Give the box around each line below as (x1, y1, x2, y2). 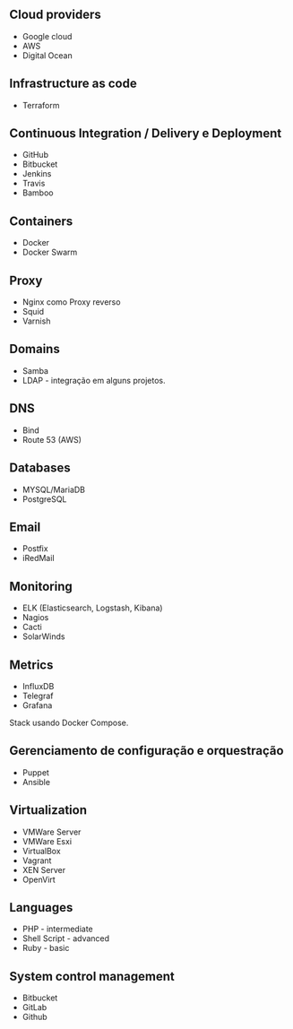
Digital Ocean (22, 49, 73, 61)
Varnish (22, 316, 51, 326)
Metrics (9, 657, 54, 672)
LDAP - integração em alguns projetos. (22, 375, 166, 385)
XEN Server (22, 864, 65, 875)
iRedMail (22, 553, 56, 564)
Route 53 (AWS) (22, 434, 82, 445)
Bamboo (22, 187, 54, 198)
